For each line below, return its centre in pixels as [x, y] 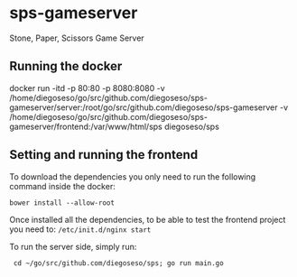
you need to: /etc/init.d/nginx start [80, 229]
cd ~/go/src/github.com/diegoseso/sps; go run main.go [118, 263]
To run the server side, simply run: [73, 246]
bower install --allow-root [62, 203]
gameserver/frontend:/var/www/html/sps [86, 126]
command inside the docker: [62, 186]
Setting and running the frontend [104, 155]
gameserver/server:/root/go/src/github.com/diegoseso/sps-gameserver [144, 107]
